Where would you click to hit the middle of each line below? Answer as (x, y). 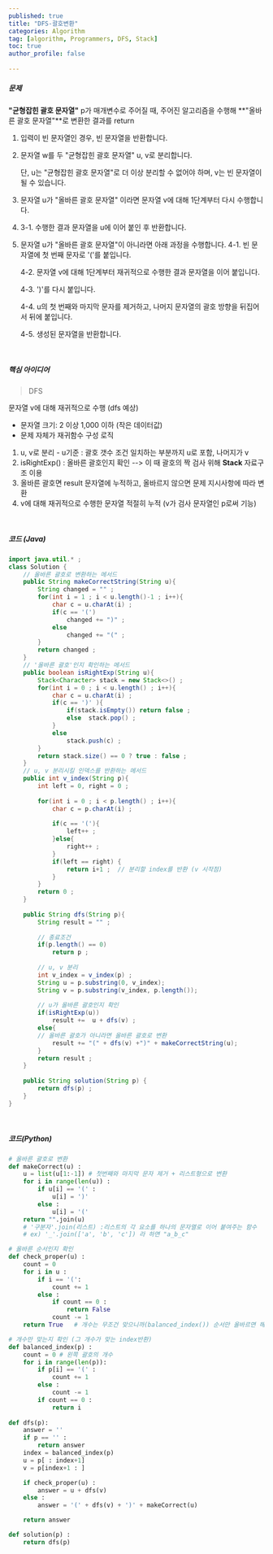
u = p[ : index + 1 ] (54, 1460)
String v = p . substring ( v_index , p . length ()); (118, 990)
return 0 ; (56, 892)
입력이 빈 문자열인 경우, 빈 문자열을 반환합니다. (94, 137)
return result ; (65, 1058)
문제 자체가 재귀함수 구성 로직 (67, 435)
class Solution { (38, 567)
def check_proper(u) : (47, 1257)
